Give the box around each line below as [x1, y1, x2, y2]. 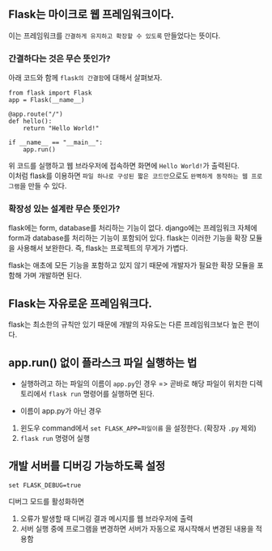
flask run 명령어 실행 [19, 434, 91, 443]
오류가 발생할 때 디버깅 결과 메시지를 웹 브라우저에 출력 [19, 513, 193, 523]
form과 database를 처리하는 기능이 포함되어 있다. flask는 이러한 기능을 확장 [8, 233, 249, 243]
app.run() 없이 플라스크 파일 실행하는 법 [8, 355, 198, 370]
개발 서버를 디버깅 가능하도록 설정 [8, 460, 166, 473]
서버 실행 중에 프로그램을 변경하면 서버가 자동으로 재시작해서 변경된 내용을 [19, 523, 254, 533]
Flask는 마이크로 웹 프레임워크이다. [8, 7, 175, 22]
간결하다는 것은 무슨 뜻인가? [8, 53, 111, 64]
